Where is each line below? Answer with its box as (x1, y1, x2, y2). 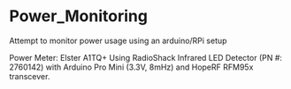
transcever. (9, 70, 50, 81)
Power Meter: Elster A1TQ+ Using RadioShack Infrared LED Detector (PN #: (9, 52, 283, 63)
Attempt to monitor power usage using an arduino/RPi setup (9, 35, 227, 46)
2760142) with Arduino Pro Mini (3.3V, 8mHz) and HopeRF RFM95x (9, 62, 254, 72)
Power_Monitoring (9, 6, 149, 26)
